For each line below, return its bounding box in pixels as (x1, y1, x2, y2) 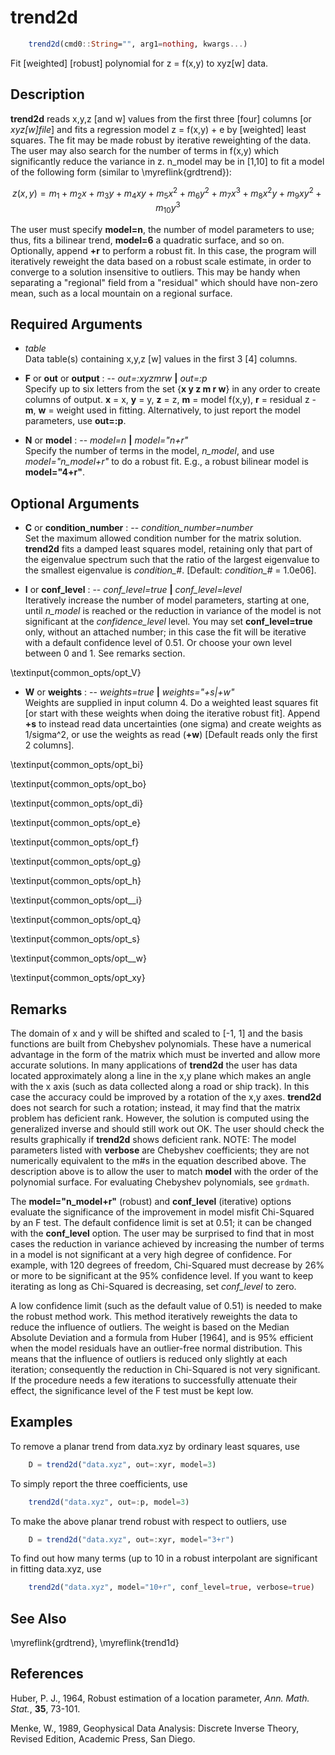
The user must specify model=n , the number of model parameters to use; (10, 223, 315, 235)
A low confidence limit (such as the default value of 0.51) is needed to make (10, 1299, 323, 1311)
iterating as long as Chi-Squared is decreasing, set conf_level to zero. (10, 1280, 297, 1292)
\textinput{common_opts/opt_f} (10, 836, 140, 848)
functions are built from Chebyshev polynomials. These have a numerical (10, 1037, 312, 1050)
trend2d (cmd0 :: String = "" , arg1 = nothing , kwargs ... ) (28, 39, 248, 49)
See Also (10, 1610, 67, 1627)
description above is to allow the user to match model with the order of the (10, 1165, 319, 1177)
